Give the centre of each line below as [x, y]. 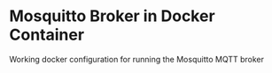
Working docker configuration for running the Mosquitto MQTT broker [136, 59]
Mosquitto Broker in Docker [112, 16]
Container [47, 35]
